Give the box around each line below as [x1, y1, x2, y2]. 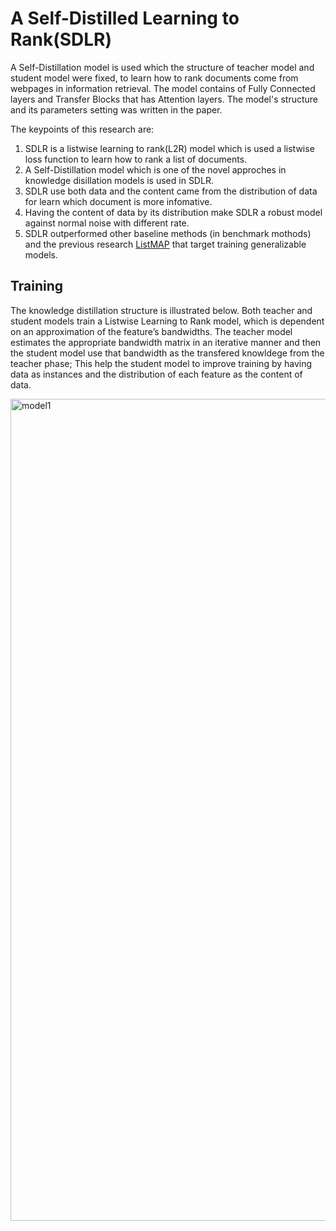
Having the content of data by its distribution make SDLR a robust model [24, 206, 323, 218]
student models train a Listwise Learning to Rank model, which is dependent [10, 315, 325, 327]
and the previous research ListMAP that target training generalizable [24, 238, 307, 250]
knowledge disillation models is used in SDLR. [24, 174, 214, 186]
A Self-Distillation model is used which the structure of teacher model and [10, 61, 315, 73]
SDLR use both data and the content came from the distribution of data [24, 185, 318, 197]
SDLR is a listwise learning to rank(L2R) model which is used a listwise [24, 142, 315, 154]
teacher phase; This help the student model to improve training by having [10, 357, 313, 369]
